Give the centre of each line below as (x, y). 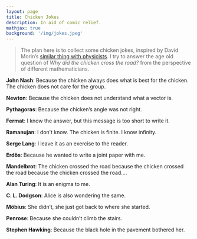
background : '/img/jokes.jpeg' (45, 34)
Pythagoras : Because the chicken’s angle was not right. (74, 109)
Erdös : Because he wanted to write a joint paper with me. (76, 155)
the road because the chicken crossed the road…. (67, 173)
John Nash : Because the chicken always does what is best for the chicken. (97, 81)
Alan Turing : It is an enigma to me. (48, 184)
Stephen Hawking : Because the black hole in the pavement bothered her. (96, 230)
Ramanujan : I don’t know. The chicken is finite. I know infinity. (81, 132)
